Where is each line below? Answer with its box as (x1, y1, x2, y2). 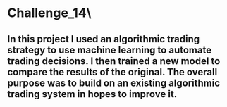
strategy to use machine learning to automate (7, 44, 212, 56)
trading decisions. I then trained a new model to (7, 55, 221, 67)
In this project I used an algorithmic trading (7, 33, 200, 45)
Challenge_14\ (7, 5, 92, 21)
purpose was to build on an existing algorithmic (7, 77, 221, 89)
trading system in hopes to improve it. (7, 88, 178, 100)
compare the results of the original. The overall (7, 65, 218, 78)
